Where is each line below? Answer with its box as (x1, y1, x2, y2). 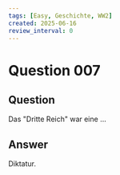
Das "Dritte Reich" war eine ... (8, 114, 106, 124)
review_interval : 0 (8, 26, 74, 35)
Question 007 (8, 61, 102, 79)
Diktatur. (8, 159, 36, 169)
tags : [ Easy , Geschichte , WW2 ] (8, 11, 113, 20)
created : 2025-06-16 (8, 19, 78, 27)
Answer (8, 137, 49, 151)
